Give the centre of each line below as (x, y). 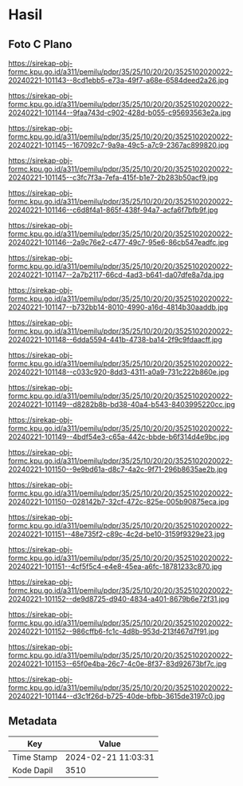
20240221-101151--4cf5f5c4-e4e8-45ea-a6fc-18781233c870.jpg (115, 567)
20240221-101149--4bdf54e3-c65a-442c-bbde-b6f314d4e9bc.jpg (119, 437)
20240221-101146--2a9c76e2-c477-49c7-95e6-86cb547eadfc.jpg (118, 242)
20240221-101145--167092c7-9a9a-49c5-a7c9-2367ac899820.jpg (119, 145)
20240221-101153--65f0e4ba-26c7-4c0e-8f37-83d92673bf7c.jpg (118, 664)
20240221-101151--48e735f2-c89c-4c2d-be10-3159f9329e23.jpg (117, 534)
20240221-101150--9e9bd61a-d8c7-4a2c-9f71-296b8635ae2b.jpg (118, 469)
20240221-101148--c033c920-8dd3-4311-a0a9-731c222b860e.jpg (119, 372)
